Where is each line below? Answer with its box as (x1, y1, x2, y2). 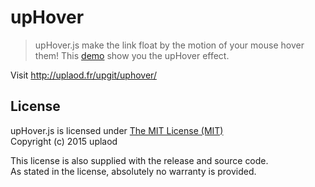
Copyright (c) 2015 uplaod (10, 135, 118, 147)
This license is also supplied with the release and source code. (10, 154, 269, 166)
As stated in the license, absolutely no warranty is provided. (10, 165, 257, 177)
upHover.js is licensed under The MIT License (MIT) (10, 124, 224, 136)
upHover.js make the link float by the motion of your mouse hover (34, 39, 305, 51)
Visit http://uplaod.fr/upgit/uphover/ (10, 69, 157, 81)
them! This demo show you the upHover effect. (34, 49, 230, 61)
